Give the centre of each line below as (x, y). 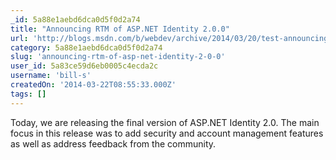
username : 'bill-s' (51, 76)
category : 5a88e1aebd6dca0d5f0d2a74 (86, 47)
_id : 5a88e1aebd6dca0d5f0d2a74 (75, 19)
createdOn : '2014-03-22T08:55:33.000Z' (93, 85)
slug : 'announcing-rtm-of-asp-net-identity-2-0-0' (118, 57)
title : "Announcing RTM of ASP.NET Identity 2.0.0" (120, 29)
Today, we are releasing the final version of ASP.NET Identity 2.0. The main (165, 122)
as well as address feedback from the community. (113, 143)
